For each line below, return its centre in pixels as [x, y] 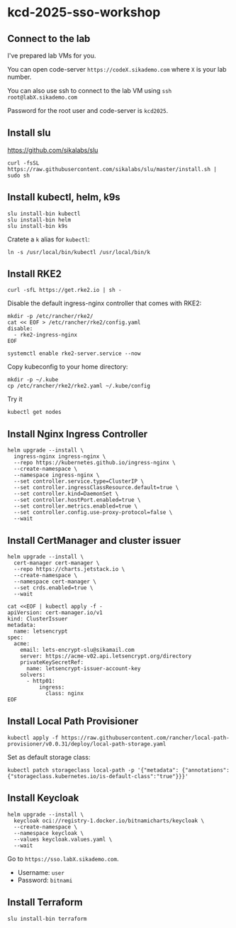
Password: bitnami [45, 880]
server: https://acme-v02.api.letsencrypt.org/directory [106, 656]
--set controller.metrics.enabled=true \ [76, 506]
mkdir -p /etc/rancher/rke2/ [50, 317]
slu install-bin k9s [38, 226]
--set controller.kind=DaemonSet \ [66, 494]
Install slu [29, 133]
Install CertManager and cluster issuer [94, 540]
